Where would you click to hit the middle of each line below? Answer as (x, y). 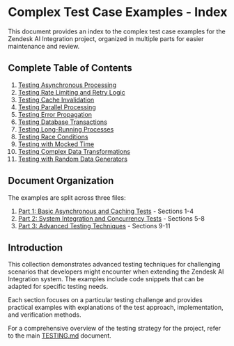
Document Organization (61, 181)
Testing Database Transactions (62, 122)
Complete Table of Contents (70, 68)
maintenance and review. (44, 46)
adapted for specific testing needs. (58, 287)
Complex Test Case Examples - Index (118, 12)
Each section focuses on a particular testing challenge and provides (105, 300)
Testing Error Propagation (55, 114)
